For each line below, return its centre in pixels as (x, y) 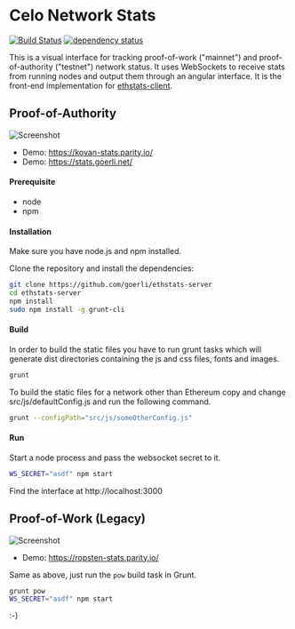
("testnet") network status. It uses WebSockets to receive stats (170, 67)
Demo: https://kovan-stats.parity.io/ (88, 152)
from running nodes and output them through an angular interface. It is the (146, 76)
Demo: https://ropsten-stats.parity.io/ (91, 557)
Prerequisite (32, 182)
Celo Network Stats (83, 16)
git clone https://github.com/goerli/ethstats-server (111, 285)
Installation (30, 231)
